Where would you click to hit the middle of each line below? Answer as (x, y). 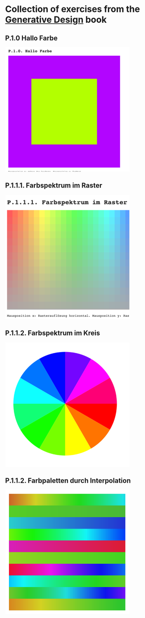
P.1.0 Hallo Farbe (32, 38)
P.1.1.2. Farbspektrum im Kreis (53, 333)
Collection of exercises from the (72, 9)
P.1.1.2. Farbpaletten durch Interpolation (68, 481)
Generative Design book (56, 20)
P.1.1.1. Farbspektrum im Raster (54, 186)
